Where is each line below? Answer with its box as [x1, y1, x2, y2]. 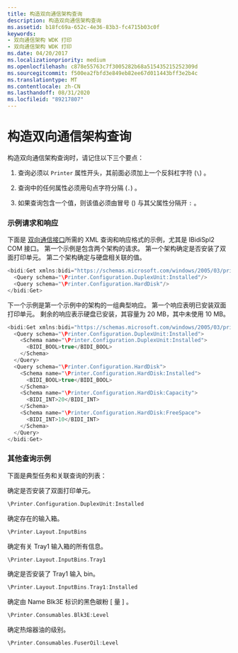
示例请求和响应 [7, 217, 59, 227]
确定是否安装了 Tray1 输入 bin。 [7, 569, 99, 578]
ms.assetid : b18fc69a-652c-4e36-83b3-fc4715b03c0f [7, 23, 160, 30]
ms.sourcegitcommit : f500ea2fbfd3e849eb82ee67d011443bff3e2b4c [7, 69, 198, 76]
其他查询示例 [7, 454, 52, 464]
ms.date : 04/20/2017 [7, 50, 69, 57]
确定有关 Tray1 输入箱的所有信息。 [7, 542, 108, 550]
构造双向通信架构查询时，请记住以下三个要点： [7, 153, 144, 161]
